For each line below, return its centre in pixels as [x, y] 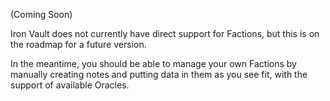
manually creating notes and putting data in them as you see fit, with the [159, 74]
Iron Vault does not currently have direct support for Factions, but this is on [165, 33]
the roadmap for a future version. [78, 44]
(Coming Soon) [41, 14]
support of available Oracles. [70, 85]
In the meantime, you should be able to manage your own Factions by [153, 63]
